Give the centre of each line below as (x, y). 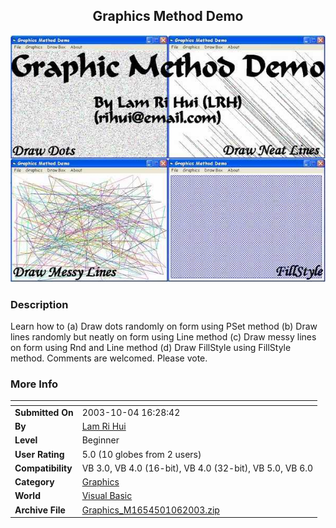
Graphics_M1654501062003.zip (150, 510)
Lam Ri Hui (104, 426)
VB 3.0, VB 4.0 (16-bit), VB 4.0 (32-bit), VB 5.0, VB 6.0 (197, 468)
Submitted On (44, 412)
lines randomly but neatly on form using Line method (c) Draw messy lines (163, 336)
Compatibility (43, 468)
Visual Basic (107, 496)
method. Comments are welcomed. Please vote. (109, 358)
